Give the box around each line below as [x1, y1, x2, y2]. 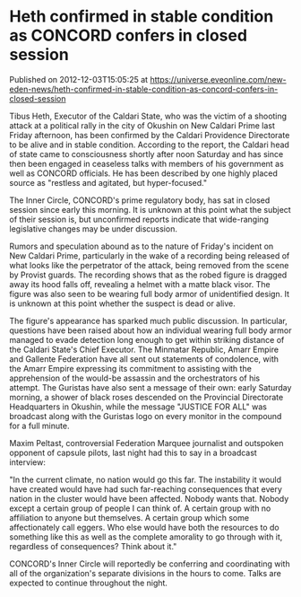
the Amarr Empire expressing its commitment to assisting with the [9, 363, 253, 373]
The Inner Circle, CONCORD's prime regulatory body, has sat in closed [9, 195, 271, 206]
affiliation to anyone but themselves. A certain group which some [9, 512, 249, 522]
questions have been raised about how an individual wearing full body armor [9, 325, 292, 336]
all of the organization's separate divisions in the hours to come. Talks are [9, 567, 282, 578]
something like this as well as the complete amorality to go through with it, [9, 531, 283, 542]
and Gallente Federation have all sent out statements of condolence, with [9, 353, 279, 364]
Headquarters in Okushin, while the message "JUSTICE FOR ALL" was [9, 401, 267, 412]
